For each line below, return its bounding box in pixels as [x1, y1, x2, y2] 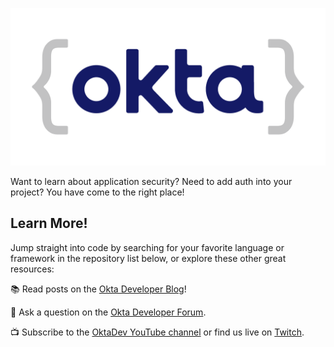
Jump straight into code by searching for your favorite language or [10, 241, 285, 253]
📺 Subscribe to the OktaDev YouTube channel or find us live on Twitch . [10, 326, 305, 338]
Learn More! [10, 215, 88, 232]
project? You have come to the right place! [10, 186, 185, 198]
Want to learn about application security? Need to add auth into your [10, 176, 293, 187]
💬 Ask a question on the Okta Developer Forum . [10, 306, 207, 318]
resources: [10, 263, 55, 275]
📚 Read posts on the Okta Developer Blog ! [10, 283, 187, 295]
